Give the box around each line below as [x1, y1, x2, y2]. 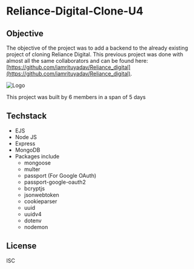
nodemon [24, 223, 48, 230]
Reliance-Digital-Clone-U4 [6, 4, 144, 18]
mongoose [24, 159, 51, 166]
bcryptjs [24, 184, 45, 192]
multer [24, 165, 40, 173]
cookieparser [24, 198, 57, 205]
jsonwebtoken [24, 191, 59, 198]
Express [15, 140, 36, 147]
